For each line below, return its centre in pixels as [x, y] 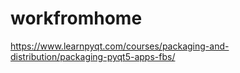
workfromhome [76, 18]
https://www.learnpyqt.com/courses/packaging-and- [120, 46]
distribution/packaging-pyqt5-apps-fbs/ [93, 56]
